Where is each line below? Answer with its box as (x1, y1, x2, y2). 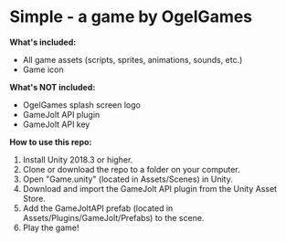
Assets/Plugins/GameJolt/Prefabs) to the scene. (22, 212, 205, 223)
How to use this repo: (9, 136, 92, 147)
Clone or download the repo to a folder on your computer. (22, 163, 240, 174)
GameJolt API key (22, 119, 90, 130)
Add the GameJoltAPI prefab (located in (22, 203, 174, 214)
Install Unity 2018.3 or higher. (22, 153, 133, 165)
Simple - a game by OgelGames (9, 6, 253, 27)
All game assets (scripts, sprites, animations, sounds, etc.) (22, 54, 243, 65)
